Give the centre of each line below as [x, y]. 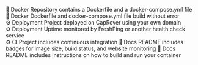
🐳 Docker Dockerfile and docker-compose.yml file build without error [93, 16]
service [15, 36]
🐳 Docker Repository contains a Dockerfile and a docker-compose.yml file [99, 10]
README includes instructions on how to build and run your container [94, 55]
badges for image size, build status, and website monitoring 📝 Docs [91, 48]
